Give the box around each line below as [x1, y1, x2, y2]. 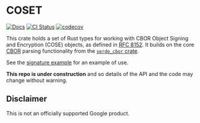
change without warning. [6, 77, 67, 84]
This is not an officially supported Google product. [6, 109, 130, 116]
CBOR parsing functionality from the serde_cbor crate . [6, 47, 139, 54]
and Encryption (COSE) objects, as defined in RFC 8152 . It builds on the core [6, 41, 195, 48]
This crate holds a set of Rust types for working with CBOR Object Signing [6, 34, 189, 42]
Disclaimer [6, 94, 47, 104]
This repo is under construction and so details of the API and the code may [6, 70, 193, 77]
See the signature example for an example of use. [6, 59, 128, 66]
